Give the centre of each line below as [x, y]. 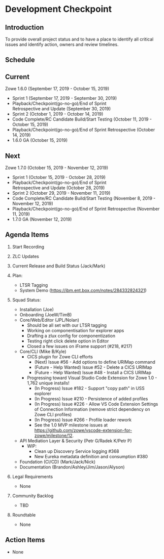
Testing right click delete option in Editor [68, 341]
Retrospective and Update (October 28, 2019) [58, 188]
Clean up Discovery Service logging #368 [77, 451]
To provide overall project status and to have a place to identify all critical [79, 39]
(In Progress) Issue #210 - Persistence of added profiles [91, 398]
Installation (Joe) [37, 309]
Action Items [25, 540]
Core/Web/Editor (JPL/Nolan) [49, 320]
